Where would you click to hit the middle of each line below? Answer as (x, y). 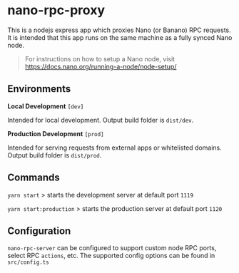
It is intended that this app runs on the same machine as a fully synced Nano (120, 37)
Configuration (39, 231)
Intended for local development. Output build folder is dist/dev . (101, 120)
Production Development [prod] (56, 133)
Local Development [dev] (46, 106)
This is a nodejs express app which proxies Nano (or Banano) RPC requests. (119, 30)
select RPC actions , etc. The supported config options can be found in (111, 256)
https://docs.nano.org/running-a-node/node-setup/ (101, 66)
